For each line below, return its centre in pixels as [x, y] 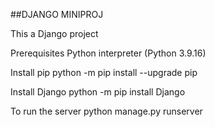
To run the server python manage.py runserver [106, 111]
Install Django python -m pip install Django [98, 92]
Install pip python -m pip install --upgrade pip [104, 72]
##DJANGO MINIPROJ [57, 14]
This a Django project [54, 33]
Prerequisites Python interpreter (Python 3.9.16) [108, 53]
